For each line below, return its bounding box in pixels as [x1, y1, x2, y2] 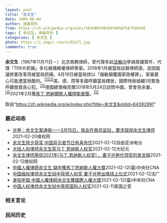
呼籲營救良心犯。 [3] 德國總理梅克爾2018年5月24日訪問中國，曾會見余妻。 [5, 83, 155, 90]
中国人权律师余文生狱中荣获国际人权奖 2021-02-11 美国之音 [12, 183, 132, 189]
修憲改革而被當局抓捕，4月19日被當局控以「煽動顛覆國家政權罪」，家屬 [9, 71, 155, 77]
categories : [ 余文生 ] [5, 35, 52, 40]
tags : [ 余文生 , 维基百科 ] [5, 30, 58, 35]
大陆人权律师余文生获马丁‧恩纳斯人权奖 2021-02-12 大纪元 [12, 146, 130, 152]
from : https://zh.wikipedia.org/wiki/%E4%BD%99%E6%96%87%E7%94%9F [5, 26, 146, 31]
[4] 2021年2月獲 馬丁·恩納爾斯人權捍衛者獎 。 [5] [5, 89, 99, 96]
